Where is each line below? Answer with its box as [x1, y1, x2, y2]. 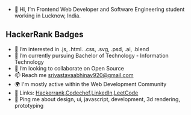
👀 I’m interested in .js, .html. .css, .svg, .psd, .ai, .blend [14, 45, 149, 52]
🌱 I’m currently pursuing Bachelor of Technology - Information [14, 52, 169, 59]
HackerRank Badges [5, 30, 84, 40]
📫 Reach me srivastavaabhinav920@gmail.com [14, 71, 134, 78]
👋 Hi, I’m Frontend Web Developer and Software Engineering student [14, 6, 185, 13]
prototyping [14, 102, 44, 109]
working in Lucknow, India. [14, 12, 81, 19]
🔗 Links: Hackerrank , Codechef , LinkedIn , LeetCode [14, 89, 139, 96]
